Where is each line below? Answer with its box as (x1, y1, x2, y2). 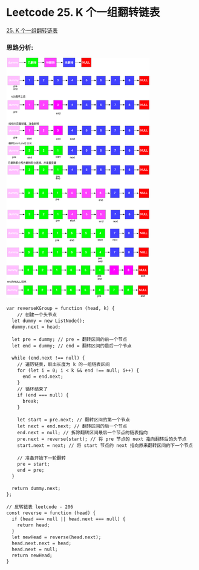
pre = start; (17, 461, 50, 467)
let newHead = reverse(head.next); (11, 534, 102, 540)
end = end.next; (22, 374, 64, 380)
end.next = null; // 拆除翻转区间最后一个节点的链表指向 (17, 429, 148, 435)
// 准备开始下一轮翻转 (17, 455, 67, 461)
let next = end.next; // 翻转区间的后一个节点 (17, 423, 128, 429)
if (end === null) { (17, 392, 69, 398)
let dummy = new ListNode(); (11, 318, 85, 324)
